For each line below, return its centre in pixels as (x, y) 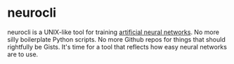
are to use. (23, 54)
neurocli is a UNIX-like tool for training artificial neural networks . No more (113, 32)
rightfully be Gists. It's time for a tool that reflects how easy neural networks (117, 47)
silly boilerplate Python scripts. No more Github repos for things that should (117, 39)
